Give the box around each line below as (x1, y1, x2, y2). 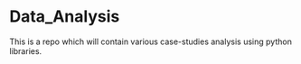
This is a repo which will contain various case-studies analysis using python (9, 36, 292, 47)
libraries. (9, 45, 42, 56)
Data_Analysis (9, 6, 120, 27)
